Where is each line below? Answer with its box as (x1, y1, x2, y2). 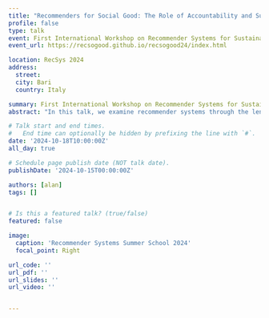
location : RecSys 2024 (8, 56, 84, 64)
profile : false (8, 19, 59, 27)
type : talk (8, 26, 45, 34)
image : (8, 231, 30, 240)
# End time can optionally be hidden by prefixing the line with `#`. (8, 130, 256, 138)
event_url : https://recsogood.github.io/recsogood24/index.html (8, 42, 227, 50)
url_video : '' (8, 284, 56, 292)
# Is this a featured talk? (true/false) (8, 210, 149, 218)
